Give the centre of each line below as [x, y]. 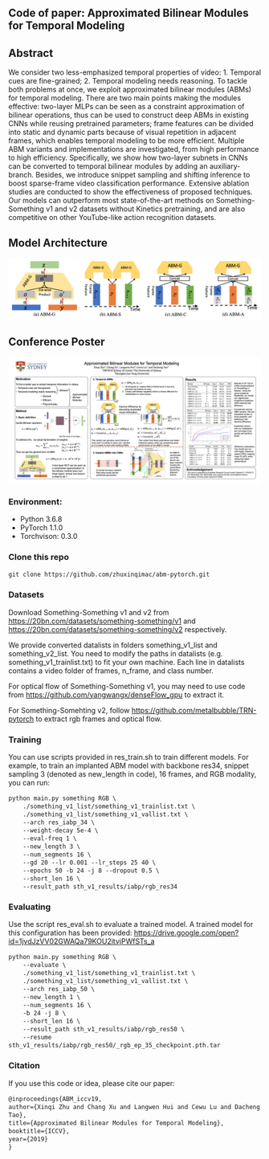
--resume [37, 1038]
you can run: [29, 783]
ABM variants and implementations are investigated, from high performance [134, 149]
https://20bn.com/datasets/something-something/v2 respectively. [118, 629]
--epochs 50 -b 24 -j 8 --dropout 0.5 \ [91, 871]
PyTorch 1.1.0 [41, 528]
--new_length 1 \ [52, 998]
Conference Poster [57, 342]
